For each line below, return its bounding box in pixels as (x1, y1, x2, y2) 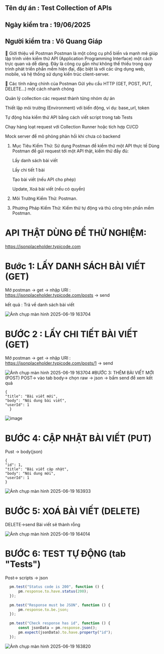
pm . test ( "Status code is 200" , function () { (9, 584, 104, 589)
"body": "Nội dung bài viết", (5, 398, 67, 403)
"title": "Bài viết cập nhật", (5, 467, 69, 472)
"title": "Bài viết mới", (5, 394, 58, 399)
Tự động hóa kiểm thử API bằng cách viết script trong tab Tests (5, 114, 133, 120)
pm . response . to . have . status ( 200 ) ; (18, 589, 89, 594)
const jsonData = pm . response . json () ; (18, 626, 97, 630)
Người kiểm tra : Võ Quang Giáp (5, 37, 103, 46)
